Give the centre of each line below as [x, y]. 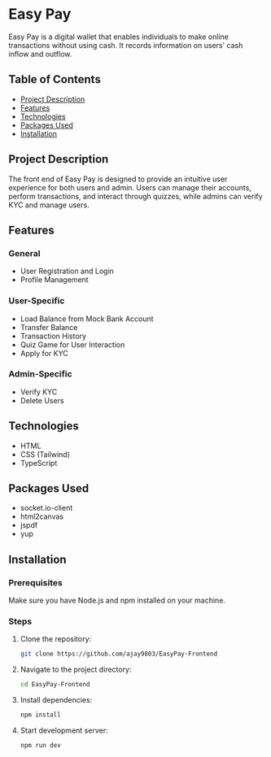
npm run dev [40, 746]
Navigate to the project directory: [76, 670]
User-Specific [37, 301]
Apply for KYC [44, 353]
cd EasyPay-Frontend [55, 685]
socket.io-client [46, 508]
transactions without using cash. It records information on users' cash [126, 45]
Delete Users [42, 400]
